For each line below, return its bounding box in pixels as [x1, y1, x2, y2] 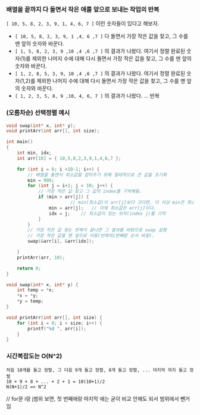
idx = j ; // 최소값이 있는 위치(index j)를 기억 [48, 210, 166, 216]
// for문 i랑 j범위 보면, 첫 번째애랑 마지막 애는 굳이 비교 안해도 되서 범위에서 [6, 395, 180, 402]
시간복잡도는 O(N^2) [6, 352, 62, 360]
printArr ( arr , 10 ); [17, 255, 65, 261]
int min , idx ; [17, 150, 52, 156]
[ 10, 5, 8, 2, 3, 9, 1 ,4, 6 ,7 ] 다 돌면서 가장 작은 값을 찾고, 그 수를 [14, 33, 189, 40]
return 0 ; [17, 265, 42, 271]
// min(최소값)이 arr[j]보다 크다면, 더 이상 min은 [70, 200, 185, 206]
